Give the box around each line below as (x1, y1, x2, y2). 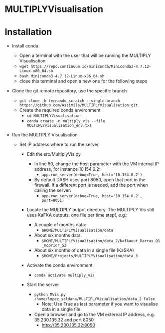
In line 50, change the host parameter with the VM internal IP (34, 161, 159, 167)
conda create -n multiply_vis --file (26, 119, 105, 124)
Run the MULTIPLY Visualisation (11, 132, 78, 138)
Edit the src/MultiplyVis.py (26, 151, 81, 157)
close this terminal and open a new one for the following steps (19, 78, 148, 84)
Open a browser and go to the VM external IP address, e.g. (34, 312, 155, 318)
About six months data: (34, 232, 82, 238)
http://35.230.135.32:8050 (41, 322, 95, 328)
